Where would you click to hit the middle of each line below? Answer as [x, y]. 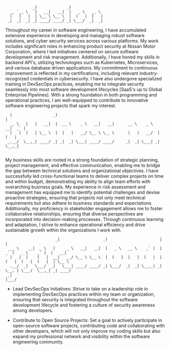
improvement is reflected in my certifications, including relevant [72, 73]
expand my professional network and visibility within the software [81, 336]
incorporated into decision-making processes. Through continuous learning [84, 219]
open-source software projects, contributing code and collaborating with [89, 326]
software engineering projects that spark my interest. [61, 106]
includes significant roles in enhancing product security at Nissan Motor [80, 46]
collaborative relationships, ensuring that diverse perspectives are [74, 214]
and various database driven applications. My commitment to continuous [81, 68]
